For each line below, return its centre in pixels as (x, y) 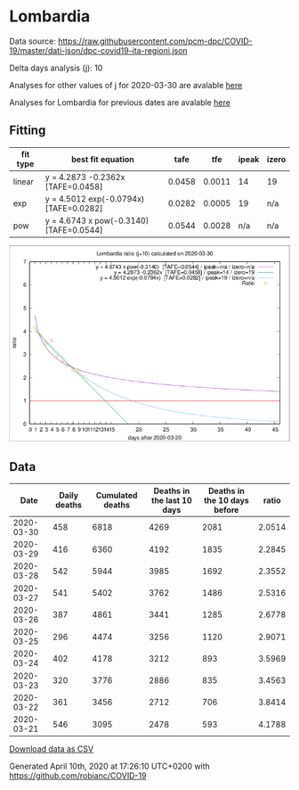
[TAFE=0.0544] (74, 230)
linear (23, 181)
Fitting (28, 131)
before (226, 509)
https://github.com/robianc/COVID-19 (78, 775)
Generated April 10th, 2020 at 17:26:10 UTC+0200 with (110, 766)
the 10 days (226, 500)
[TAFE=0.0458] (74, 186)
